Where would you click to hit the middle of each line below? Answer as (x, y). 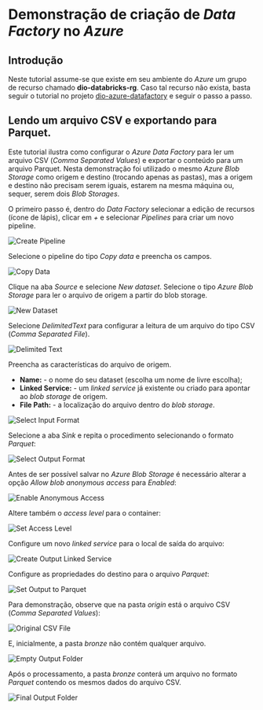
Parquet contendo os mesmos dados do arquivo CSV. (95, 682)
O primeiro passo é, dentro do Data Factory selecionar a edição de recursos (131, 209)
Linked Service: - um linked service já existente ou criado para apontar (135, 388)
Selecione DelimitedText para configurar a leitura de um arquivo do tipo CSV (131, 325)
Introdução (36, 60)
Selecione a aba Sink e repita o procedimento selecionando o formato (121, 435)
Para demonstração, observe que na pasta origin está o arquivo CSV (119, 605)
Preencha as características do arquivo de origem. (89, 364)
